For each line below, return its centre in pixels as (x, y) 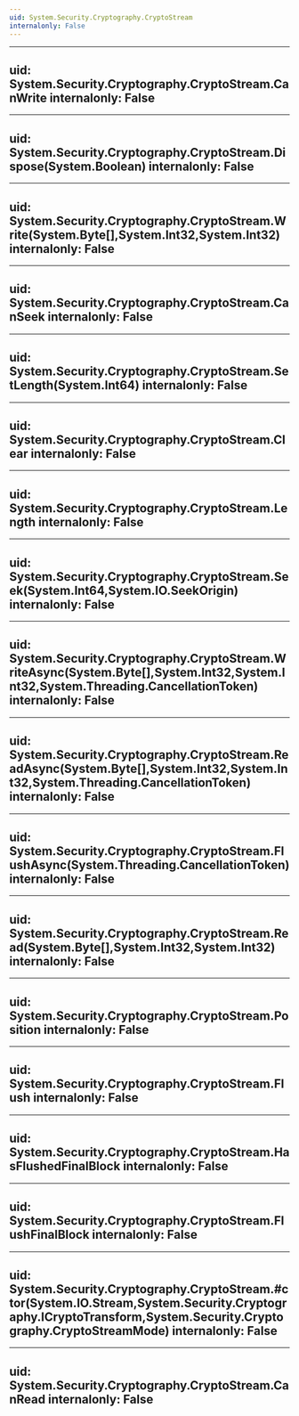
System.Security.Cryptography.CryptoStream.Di (148, 152)
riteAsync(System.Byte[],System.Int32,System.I (147, 673)
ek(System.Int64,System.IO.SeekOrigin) (124, 590)
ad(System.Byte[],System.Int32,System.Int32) (142, 947)
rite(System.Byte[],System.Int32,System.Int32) (145, 235)
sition (25, 1029)
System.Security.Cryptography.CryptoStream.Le (149, 508)
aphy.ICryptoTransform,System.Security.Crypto (146, 1317)
